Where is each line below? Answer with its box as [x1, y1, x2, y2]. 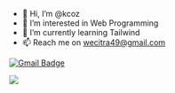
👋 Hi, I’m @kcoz [21, 9, 80, 19]
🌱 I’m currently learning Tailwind [21, 27, 140, 37]
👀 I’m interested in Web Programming [21, 18, 159, 28]
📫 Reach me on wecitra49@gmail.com [21, 37, 166, 48]
